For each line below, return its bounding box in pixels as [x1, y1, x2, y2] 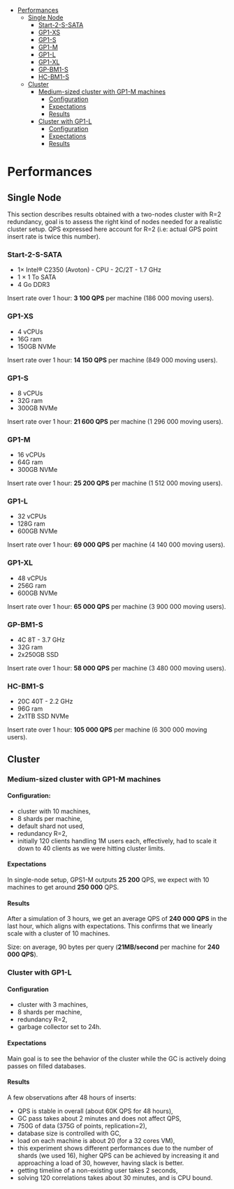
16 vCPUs [17, 450, 45, 459]
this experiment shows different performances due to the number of [17, 1144, 214, 1152]
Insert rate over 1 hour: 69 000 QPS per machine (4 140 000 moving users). [7, 540, 226, 549]
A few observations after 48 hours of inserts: [7, 1093, 136, 1102]
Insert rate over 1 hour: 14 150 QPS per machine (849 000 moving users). [7, 355, 218, 364]
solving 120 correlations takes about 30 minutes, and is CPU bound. [17, 1173, 213, 1182]
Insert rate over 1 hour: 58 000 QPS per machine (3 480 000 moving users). [7, 664, 226, 672]
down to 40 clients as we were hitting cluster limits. [17, 844, 166, 852]
